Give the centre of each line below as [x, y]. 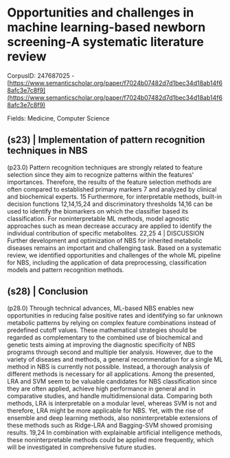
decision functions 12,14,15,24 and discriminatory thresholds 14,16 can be [110, 204]
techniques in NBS [47, 150]
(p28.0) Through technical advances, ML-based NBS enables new [101, 308]
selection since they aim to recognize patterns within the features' [101, 174]
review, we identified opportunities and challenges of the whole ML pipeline [114, 255]
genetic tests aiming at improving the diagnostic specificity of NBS [101, 344]
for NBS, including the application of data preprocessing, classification [107, 262]
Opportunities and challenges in [101, 13]
